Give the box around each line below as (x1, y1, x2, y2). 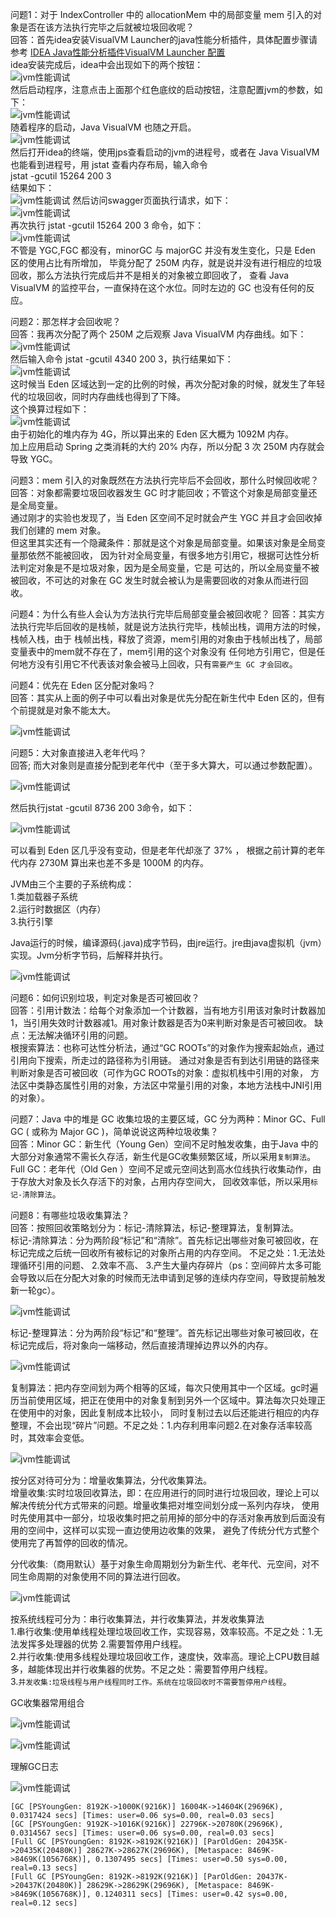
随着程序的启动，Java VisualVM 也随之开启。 (10, 121, 197, 133)
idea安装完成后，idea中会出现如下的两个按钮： (10, 59, 204, 70)
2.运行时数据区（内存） (10, 903, 107, 915)
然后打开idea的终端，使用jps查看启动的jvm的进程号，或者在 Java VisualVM (10, 146, 320, 158)
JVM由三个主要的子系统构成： (10, 878, 135, 890)
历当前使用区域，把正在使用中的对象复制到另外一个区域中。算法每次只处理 (10, 1394, 317, 1406)
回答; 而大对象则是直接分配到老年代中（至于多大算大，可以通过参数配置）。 (10, 759, 318, 771)
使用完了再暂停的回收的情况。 (10, 1537, 133, 1548)
